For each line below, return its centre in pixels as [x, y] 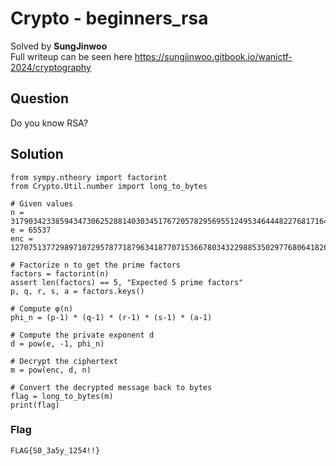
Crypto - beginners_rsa [109, 18]
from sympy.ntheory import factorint [89, 177]
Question [39, 98]
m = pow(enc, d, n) [51, 370]
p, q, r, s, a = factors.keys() [77, 291]
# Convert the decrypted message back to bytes [111, 387]
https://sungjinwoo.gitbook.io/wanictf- [213, 56]
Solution [37, 154]
